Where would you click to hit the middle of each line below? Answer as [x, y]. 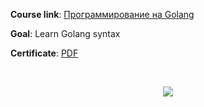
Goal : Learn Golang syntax [65, 33]
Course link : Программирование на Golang [102, 14]
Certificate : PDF [44, 53]
